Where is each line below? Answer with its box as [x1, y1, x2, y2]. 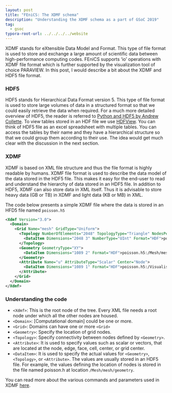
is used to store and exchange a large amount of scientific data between [5, 51, 158, 57]
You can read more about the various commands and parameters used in [5, 377, 160, 383]
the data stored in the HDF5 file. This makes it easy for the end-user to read [5, 175, 165, 181]
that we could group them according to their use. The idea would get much [5, 135, 163, 141]
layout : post [5, 7, 33, 13]
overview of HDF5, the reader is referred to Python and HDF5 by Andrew [5, 113, 159, 119]
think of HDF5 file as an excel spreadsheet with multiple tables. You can [5, 124, 157, 130]
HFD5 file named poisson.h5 [5, 207, 65, 213]
